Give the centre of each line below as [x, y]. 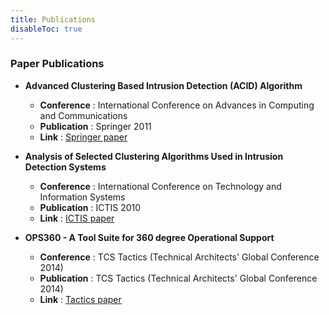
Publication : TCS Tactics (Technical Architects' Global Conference [178, 278]
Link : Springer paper [83, 137]
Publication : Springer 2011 [95, 126]
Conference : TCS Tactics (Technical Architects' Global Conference [179, 257]
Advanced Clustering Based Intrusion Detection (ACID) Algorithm [163, 85]
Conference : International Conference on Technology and [160, 186]
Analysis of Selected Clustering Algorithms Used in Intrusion [154, 156]
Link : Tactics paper [80, 299]
